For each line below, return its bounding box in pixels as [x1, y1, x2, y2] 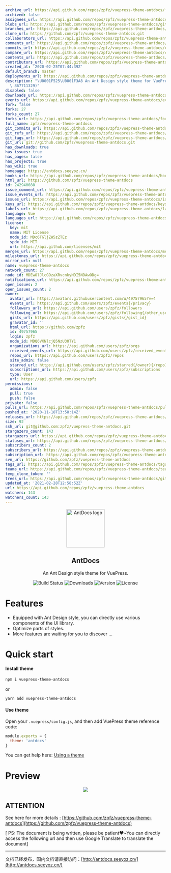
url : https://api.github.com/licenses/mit [10, 244, 101, 249]
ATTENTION [5, 801, 45, 810]
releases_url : [5, 414, 36, 420]
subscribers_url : [5, 447, 42, 453]
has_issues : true [5, 150, 42, 155]
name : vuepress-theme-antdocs [5, 263, 70, 268]
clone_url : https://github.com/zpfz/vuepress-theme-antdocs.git [5, 31, 145, 36]
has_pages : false [5, 154, 42, 159]
